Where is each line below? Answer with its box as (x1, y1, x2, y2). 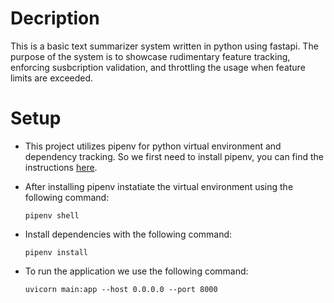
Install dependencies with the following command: (24, 228, 233, 240)
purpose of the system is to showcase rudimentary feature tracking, (10, 50, 291, 62)
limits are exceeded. (10, 72, 94, 84)
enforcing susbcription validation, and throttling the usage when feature (10, 61, 306, 73)
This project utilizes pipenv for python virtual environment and (24, 140, 282, 152)
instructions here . (24, 161, 98, 173)
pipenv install (24, 247, 89, 257)
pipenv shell (24, 210, 80, 221)
